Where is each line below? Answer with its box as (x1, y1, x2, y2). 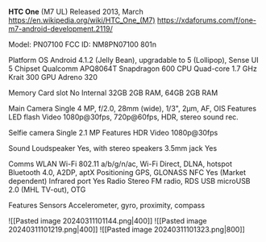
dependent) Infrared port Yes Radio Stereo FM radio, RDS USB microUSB (8, 177, 251, 186)
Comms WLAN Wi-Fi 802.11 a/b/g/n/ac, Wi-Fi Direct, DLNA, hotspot (8, 159, 232, 169)
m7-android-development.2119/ (8, 24, 113, 33)
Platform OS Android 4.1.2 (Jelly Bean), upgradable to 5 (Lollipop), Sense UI (8, 56, 260, 65)
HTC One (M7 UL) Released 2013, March (8, 7, 143, 16)
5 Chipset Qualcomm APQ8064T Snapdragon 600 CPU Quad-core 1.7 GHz (8, 64, 258, 73)
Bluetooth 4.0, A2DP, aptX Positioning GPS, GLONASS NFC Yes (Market (8, 168, 246, 177)
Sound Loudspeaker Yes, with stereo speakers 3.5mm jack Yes (8, 144, 218, 152)
